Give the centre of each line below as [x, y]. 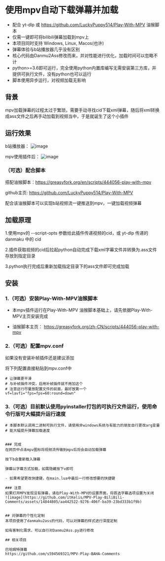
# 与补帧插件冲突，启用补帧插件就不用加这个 [44, 384]
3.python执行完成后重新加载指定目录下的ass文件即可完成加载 [67, 266]
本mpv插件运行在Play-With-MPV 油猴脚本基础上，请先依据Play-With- [82, 310]
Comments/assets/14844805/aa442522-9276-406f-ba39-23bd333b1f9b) [73, 502]
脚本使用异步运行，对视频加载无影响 [49, 80]
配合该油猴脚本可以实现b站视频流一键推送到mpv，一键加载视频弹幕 [73, 203]
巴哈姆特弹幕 [16, 549]
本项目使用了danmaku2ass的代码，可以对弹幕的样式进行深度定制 [61, 521]
